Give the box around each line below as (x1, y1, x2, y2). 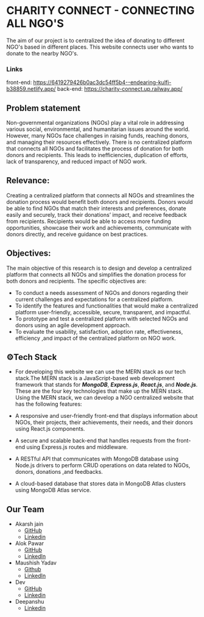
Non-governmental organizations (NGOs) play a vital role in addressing (6, 119, 185, 127)
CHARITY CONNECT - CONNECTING (6, 4, 195, 18)
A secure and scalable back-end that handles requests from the (15, 437, 175, 445)
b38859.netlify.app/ (6, 85, 56, 93)
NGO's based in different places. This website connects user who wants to (6, 43, 194, 51)
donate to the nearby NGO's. (6, 49, 79, 57)
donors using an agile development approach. (15, 321, 131, 329)
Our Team (6, 504, 44, 515)
